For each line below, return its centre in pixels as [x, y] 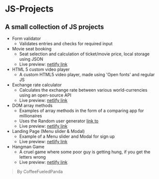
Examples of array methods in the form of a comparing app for [81, 111]
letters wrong [32, 157]
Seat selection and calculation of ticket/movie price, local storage [84, 54]
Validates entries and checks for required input [66, 44]
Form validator [26, 38]
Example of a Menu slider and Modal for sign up [67, 136]
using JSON [31, 59]
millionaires [30, 116]
